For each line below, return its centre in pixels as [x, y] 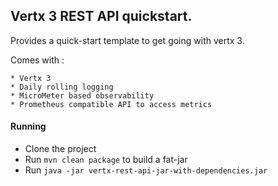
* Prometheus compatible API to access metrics [111, 104]
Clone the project [60, 149]
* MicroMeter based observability [82, 95]
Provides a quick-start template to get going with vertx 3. [127, 40]
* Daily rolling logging [62, 87]
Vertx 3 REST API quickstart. [101, 16]
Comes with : [37, 60]
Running [28, 126]
